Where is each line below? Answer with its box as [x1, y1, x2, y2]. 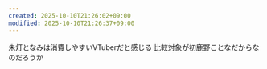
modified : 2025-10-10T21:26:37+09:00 [8, 19, 135, 27]
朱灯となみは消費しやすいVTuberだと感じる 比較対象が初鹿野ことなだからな [8, 42, 260, 52]
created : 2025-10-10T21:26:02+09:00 [8, 11, 131, 20]
